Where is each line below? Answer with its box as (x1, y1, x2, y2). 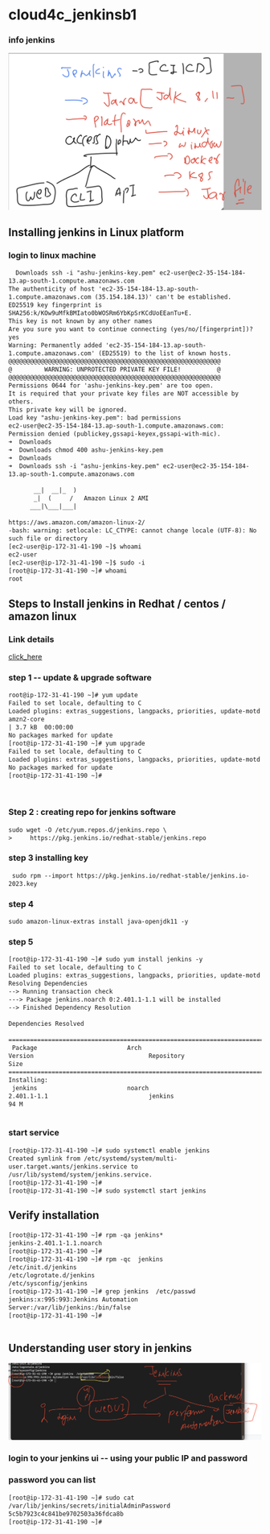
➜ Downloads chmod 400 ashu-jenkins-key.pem (8, 446, 163, 454)
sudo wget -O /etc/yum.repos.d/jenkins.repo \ (8, 825, 167, 834)
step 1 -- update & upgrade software (8, 672, 153, 683)
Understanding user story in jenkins (8, 1341, 193, 1354)
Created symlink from (8, 1154, 81, 1163)
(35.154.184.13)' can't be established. (94, 293, 231, 301)
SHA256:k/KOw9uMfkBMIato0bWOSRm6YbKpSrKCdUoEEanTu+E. (8, 309, 193, 317)
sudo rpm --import (11, 871, 74, 879)
